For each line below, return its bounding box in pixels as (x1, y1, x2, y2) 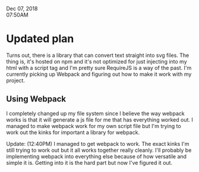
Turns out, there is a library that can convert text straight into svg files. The (6, 52, 189, 59)
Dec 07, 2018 (6, 5, 38, 12)
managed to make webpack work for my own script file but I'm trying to (6, 122, 181, 129)
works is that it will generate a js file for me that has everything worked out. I (6, 116, 193, 123)
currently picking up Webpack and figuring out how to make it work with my (6, 71, 192, 78)
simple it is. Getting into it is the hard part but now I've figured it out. (6, 159, 173, 166)
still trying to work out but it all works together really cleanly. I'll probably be (6, 146, 192, 154)
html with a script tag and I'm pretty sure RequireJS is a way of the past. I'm (6, 64, 192, 71)
